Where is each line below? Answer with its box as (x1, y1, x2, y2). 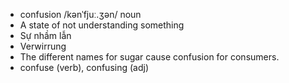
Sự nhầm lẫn (19, 30, 72, 41)
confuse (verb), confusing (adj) (19, 62, 149, 73)
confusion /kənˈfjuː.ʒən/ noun (19, 9, 142, 20)
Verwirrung (19, 40, 67, 52)
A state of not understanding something (19, 19, 185, 31)
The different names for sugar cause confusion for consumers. (19, 51, 280, 63)
